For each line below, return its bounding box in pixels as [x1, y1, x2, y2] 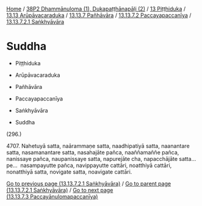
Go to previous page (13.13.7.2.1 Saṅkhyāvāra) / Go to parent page [6, 180, 171, 187]
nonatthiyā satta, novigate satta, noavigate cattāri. [6, 168, 132, 176]
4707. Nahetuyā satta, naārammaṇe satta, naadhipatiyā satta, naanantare [6, 142, 190, 149]
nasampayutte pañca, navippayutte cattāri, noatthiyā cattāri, [20, 162, 172, 169]
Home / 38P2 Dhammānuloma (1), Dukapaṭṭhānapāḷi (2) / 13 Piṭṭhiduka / [6, 5, 186, 12]
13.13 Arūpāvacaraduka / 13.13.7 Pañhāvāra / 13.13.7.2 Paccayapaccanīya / [6, 12, 192, 19]
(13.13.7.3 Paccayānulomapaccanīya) [6, 193, 98, 200]
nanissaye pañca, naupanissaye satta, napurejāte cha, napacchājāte [6, 155, 178, 162]
